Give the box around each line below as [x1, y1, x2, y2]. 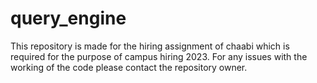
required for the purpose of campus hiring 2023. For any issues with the [10, 50, 308, 62]
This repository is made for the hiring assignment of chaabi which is [10, 40, 290, 52]
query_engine [10, 7, 127, 30]
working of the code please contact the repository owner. [10, 61, 248, 73]
